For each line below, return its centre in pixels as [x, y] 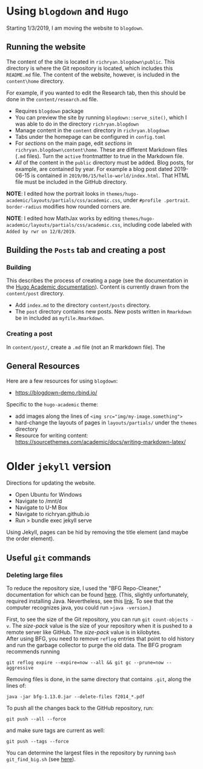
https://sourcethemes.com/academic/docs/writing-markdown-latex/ [100, 442]
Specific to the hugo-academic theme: [52, 404]
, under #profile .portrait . [155, 200]
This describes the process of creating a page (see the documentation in [97, 281]
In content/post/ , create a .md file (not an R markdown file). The [86, 347]
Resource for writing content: [52, 435]
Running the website [46, 47]
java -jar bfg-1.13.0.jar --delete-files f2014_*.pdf [76, 697]
